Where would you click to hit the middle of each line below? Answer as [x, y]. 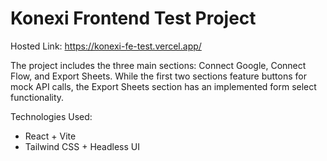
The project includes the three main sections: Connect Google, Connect [158, 65]
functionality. [37, 97]
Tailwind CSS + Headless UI [82, 146]
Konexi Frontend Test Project [133, 18]
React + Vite [50, 136]
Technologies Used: [51, 116]
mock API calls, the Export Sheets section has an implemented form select [163, 86]
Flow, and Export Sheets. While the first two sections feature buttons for [158, 76]
